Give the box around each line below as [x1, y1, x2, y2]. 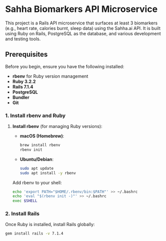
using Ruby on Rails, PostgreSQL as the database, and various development [5, 30, 161, 36]
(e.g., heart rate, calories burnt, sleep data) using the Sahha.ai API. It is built [5, 25, 161, 31]
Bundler [12, 94, 30, 100]
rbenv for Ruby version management [12, 73, 89, 79]
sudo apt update [19, 166, 54, 171]
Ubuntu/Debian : [19, 156, 54, 162]
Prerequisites [5, 50, 48, 59]
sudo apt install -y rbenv [19, 170, 76, 175]
